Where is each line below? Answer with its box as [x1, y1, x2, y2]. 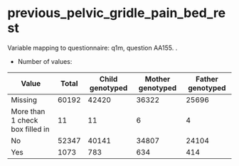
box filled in [11, 124, 50, 134]
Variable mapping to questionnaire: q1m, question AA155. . [7, 43, 178, 52]
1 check [11, 115, 38, 125]
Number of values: [17, 57, 73, 65]
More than [11, 106, 46, 116]
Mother [144, 74, 171, 84]
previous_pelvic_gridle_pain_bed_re [7, 5, 226, 21]
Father [195, 74, 218, 84]
